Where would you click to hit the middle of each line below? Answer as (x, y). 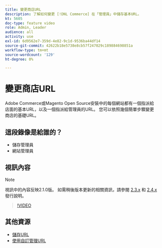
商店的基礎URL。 (22, 116)
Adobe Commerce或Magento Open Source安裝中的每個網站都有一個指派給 (80, 103)
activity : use (19, 37)
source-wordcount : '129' (30, 55)
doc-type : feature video (30, 23)
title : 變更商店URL (23, 9)
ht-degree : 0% (19, 59)
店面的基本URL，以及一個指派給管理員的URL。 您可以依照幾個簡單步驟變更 (80, 109)
